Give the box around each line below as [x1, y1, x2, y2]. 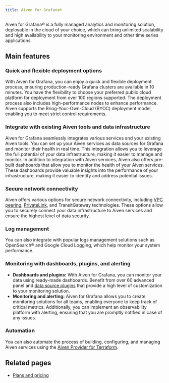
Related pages [5, 359, 51, 367]
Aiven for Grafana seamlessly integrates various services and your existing [5, 135, 161, 141]
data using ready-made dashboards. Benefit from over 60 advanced [12, 277, 155, 283]
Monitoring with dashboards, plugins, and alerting [5, 260, 131, 267]
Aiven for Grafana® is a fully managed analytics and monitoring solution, [5, 21, 155, 27]
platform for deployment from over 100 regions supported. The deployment [5, 94, 161, 101]
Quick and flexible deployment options [5, 67, 102, 74]
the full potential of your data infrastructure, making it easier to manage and [5, 151, 163, 157]
